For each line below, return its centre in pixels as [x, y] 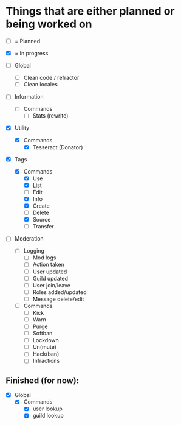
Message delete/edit [58, 299]
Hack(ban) [46, 354]
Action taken [48, 265]
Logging [34, 251]
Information [29, 97]
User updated [50, 272]
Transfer [43, 227]
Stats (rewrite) [50, 116]
